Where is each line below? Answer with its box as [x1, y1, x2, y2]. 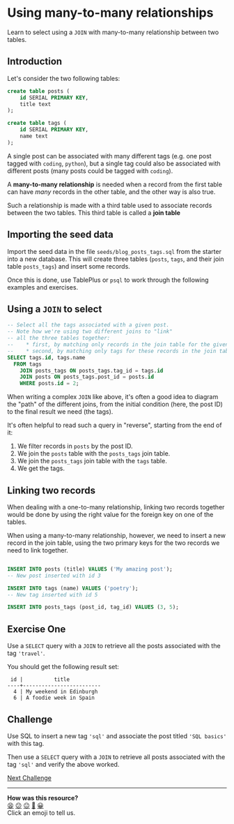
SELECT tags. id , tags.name [7, 354, 86, 361]
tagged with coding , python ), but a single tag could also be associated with [7, 159, 221, 167]
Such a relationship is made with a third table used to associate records [7, 201, 212, 209]
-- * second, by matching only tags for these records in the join [7, 347, 217, 354]
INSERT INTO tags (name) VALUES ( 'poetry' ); [7, 585, 139, 592]
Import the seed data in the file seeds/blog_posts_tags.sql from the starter [7, 247, 221, 255]
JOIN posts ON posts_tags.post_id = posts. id [19, 373, 155, 381]
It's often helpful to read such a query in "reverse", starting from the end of [7, 421, 222, 430]
